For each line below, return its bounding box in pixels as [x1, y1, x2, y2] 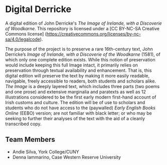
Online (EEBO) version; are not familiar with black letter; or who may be [5, 110, 152, 116]
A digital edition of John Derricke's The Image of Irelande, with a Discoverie [5, 20, 162, 26]
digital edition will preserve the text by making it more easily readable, [5, 72, 150, 78]
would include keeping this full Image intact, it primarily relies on [5, 62, 138, 68]
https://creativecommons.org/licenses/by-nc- [46, 31, 141, 37]
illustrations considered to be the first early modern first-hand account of [5, 94, 156, 100]
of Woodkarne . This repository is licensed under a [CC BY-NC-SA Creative [5, 25, 159, 31]
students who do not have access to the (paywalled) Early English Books [5, 105, 155, 111]
